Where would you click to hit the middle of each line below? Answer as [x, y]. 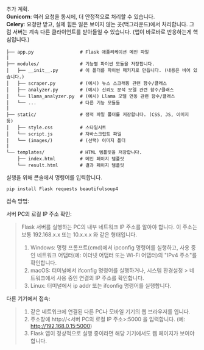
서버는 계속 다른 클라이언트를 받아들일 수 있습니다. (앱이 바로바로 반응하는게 [102, 32]
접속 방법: [18, 201]
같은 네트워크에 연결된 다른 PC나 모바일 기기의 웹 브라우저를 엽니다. [110, 312]
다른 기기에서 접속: [28, 298]
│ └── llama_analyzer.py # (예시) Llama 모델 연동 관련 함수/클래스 [91, 96]
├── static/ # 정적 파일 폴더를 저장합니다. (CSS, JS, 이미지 [98, 115]
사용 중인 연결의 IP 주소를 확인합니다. [100, 278]
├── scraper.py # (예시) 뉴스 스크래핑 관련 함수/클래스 [92, 84]
